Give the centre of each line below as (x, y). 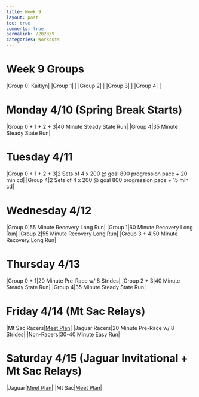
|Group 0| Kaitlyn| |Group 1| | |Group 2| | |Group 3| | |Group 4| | (84, 86)
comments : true (25, 28)
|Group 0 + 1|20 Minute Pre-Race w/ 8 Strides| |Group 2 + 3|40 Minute (93, 281)
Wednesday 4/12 (49, 211)
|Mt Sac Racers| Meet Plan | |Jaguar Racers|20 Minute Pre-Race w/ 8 (90, 328)
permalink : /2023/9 (30, 34)
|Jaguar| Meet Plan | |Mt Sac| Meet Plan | (54, 387)
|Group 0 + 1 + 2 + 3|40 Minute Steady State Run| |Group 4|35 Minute (92, 126)
